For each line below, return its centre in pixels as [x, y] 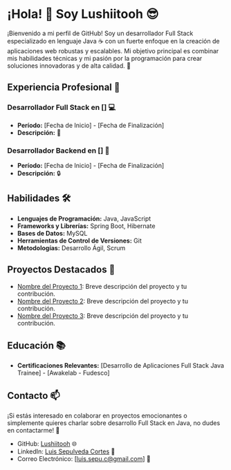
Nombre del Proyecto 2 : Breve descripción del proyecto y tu [103, 301]
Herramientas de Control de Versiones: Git [79, 241]
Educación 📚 [36, 345]
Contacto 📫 [34, 396]
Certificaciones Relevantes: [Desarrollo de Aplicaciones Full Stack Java [121, 366]
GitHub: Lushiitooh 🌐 [47, 444]
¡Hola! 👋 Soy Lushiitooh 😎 [83, 14]
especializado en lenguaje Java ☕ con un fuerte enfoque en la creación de [113, 41]
